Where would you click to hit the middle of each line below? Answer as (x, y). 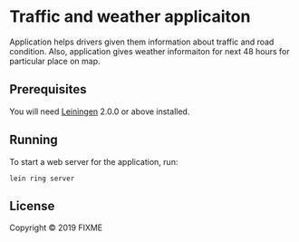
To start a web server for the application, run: (94, 161)
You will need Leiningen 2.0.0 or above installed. (100, 111)
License (32, 206)
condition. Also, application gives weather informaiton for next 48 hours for (149, 51)
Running (34, 140)
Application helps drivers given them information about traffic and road (142, 42)
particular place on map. (55, 61)
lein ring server (42, 179)
